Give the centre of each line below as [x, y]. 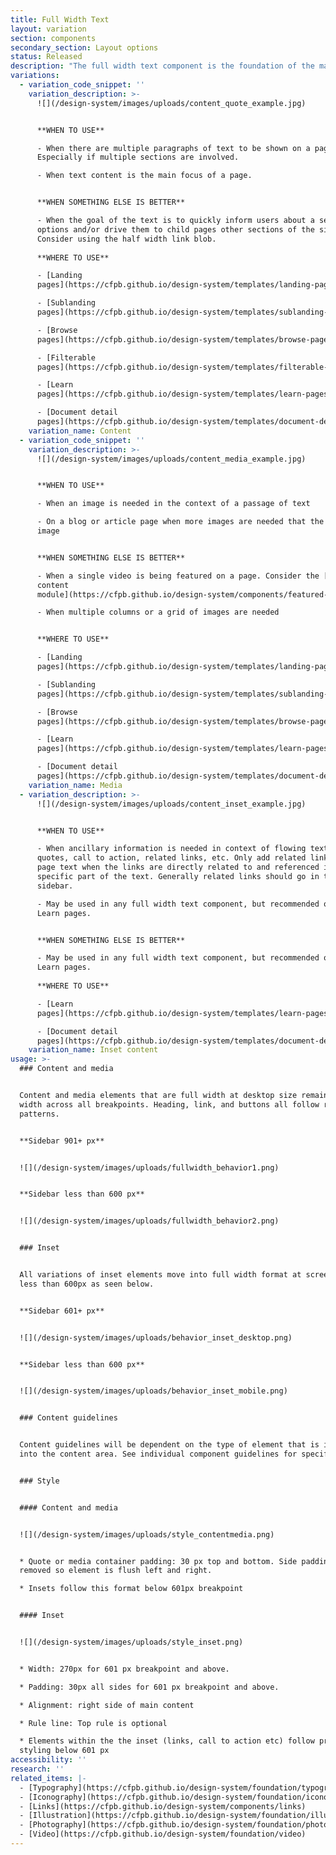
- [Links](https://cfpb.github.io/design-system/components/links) [163, 1806]
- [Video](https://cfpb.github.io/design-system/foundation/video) [163, 1834]
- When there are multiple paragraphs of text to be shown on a [173, 148]
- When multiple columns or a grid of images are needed [158, 612]
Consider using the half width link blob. [126, 239]
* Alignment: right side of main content [107, 1705]
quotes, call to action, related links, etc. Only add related [171, 858]
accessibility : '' [48, 1760]
